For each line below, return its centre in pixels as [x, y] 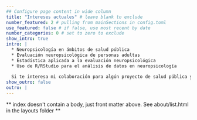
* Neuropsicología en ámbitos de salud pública [71, 50]
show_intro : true [27, 39]
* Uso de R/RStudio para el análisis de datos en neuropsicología [94, 66]
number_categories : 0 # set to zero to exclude [65, 33]
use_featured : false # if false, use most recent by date [78, 28]
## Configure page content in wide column [59, 11]
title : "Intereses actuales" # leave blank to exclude [74, 17]
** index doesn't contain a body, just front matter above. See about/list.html [97, 104]
